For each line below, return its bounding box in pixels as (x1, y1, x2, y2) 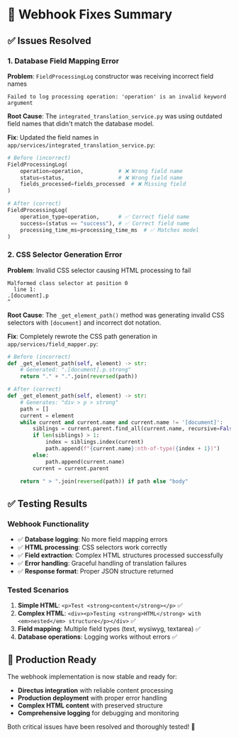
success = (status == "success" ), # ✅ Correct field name (20, 220, 190, 227)
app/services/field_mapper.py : (7, 340, 98, 348)
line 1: (13, 286, 37, 293)
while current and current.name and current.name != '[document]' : (20, 418, 223, 426)
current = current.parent (33, 464, 110, 472)
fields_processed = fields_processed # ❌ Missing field (20, 181, 186, 188)
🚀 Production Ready (7, 654, 97, 666)
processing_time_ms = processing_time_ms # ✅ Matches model (20, 226, 200, 233)
